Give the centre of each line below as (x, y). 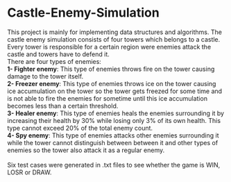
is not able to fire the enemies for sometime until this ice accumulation (108, 98)
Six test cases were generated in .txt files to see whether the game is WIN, (114, 165)
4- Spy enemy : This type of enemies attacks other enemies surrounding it (113, 135)
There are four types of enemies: (54, 61)
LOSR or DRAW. (29, 172)
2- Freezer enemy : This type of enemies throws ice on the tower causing (112, 83)
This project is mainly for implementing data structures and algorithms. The (114, 32)
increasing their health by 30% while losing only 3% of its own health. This (114, 120)
